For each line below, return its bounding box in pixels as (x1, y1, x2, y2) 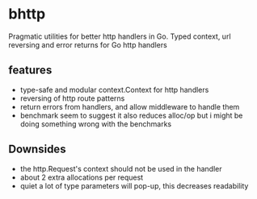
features (8, 64, 53, 77)
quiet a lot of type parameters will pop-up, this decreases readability (19, 180, 249, 190)
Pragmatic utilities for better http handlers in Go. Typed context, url (8, 31, 232, 41)
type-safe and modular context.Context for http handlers (19, 85, 209, 94)
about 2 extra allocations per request (19, 172, 144, 182)
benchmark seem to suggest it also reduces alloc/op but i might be (19, 110, 243, 120)
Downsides (8, 143, 66, 156)
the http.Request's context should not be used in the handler (19, 164, 222, 173)
